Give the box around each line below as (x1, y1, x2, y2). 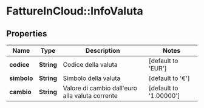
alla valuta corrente (63, 92, 118, 100)
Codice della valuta (63, 61, 118, 69)
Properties (6, 29, 47, 39)
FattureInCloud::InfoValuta (6, 4, 144, 18)
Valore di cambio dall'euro (63, 84, 138, 92)
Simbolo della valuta (63, 74, 121, 83)
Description (85, 47, 120, 55)
